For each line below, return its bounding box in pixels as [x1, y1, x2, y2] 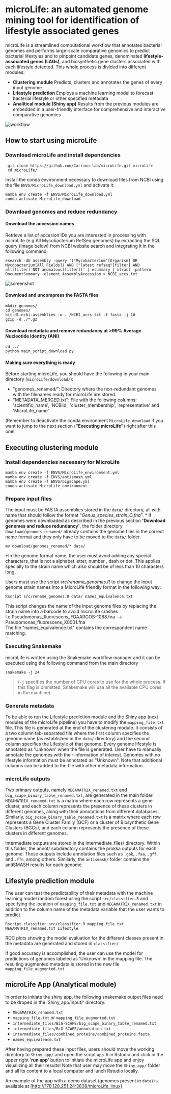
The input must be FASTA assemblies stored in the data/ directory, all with [5, 507, 161, 513]
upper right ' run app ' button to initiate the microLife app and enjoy [5, 1057, 144, 1063]
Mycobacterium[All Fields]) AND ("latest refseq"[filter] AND [5, 263, 140, 268]
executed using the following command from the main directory [5, 660, 138, 666]
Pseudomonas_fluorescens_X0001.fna [5, 619, 85, 626]
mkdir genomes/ [5, 303, 38, 308]
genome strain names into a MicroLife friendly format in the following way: [5, 584, 161, 590]
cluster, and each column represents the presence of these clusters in [5, 803, 152, 809]
